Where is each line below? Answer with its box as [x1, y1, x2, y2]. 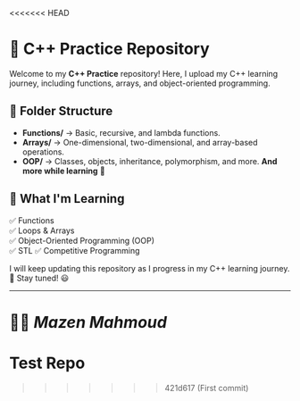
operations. [21, 146, 65, 157]
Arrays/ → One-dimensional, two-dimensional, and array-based [21, 137, 258, 147]
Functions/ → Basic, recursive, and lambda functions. [21, 127, 221, 138]
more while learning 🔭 [21, 165, 105, 176]
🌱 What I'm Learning [9, 191, 125, 206]
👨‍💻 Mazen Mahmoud [9, 312, 168, 332]
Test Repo [9, 353, 86, 373]
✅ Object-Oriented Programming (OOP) [9, 235, 154, 246]
